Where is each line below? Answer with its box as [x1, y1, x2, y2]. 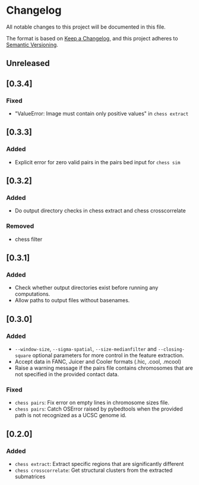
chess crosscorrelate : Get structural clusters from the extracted [14, 467, 173, 474]
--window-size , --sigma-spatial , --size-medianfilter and [14, 346, 157, 353]
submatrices [14, 473, 46, 480]
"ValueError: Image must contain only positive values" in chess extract [14, 110, 189, 117]
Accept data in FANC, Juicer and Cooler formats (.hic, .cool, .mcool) [14, 358, 182, 365]
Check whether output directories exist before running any [14, 284, 159, 292]
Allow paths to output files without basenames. [14, 297, 130, 304]
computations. [14, 290, 50, 298]
